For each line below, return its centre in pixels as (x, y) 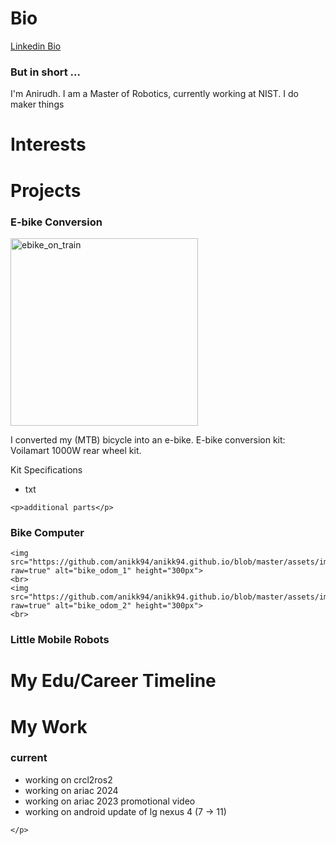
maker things (37, 104)
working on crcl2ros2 (68, 779)
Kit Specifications (46, 469)
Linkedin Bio (36, 46)
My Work (49, 726)
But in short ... (45, 72)
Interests (48, 144)
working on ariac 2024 (71, 790)
